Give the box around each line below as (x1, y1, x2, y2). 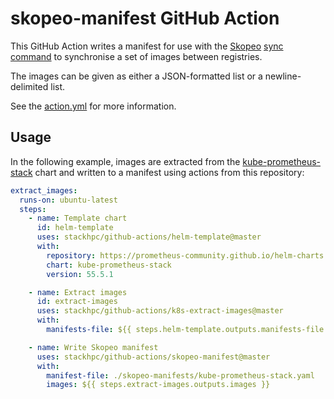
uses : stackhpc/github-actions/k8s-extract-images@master (36, 306, 284, 316)
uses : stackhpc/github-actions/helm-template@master (36, 232, 262, 242)
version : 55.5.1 (46, 269, 114, 279)
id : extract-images (36, 297, 118, 307)
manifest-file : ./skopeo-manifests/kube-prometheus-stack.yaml (46, 370, 315, 381)
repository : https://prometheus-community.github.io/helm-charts (46, 250, 325, 261)
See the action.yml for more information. (10, 100, 177, 112)
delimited (10, 80, 49, 92)
